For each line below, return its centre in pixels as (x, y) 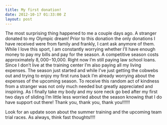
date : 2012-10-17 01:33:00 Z (36, 14)
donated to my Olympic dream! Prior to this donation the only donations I (80, 38)
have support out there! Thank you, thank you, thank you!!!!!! (68, 102)
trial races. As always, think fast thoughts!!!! (50, 117)
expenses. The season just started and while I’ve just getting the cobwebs (82, 70)
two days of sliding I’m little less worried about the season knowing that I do (83, 97)
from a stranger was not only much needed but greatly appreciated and (79, 86)
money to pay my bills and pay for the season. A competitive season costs (82, 54)
